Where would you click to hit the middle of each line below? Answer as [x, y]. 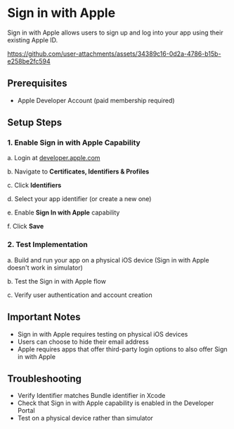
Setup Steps [34, 122]
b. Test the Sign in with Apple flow [57, 281]
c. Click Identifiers [34, 186]
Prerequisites [37, 84]
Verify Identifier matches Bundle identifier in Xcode [91, 396]
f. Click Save [26, 226]
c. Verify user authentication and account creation [80, 295]
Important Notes [44, 317]
